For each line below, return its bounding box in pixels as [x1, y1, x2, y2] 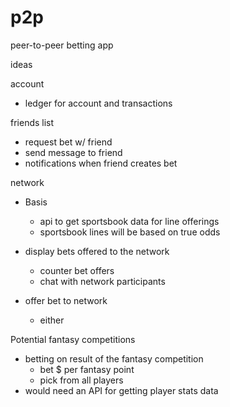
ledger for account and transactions [24, 97, 173, 109]
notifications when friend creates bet [24, 157, 178, 169]
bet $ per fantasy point [39, 363, 135, 375]
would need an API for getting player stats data [24, 384, 219, 396]
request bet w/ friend [24, 136, 113, 148]
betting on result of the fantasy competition [24, 352, 204, 365]
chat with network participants [39, 275, 166, 287]
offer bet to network [24, 294, 108, 306]
